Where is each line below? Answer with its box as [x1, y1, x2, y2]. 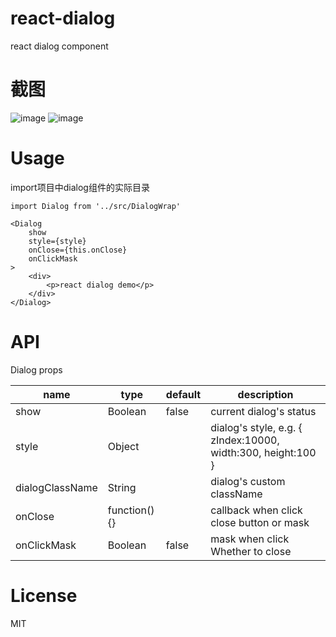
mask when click [210, 532, 290, 546]
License [10, 584, 78, 607]
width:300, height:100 [210, 445, 317, 459]
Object [107, 439, 140, 453]
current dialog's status [210, 404, 317, 418]
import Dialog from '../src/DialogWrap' [10, 201, 182, 211]
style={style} [28, 236, 87, 246]
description [237, 387, 294, 401]
